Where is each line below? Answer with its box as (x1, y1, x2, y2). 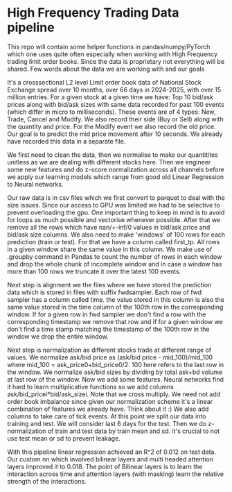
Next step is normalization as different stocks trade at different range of (7, 346, 212, 354)
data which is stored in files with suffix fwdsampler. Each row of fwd (7, 288, 202, 296)
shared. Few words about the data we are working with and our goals (7, 65, 205, 73)
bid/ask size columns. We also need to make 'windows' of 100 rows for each (7, 230, 226, 239)
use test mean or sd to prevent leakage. (7, 434, 121, 442)
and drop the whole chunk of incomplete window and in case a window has (7, 260, 223, 268)
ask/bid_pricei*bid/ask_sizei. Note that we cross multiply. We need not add (7, 390, 221, 398)
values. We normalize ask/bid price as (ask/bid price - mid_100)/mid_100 (7, 353, 213, 362)
